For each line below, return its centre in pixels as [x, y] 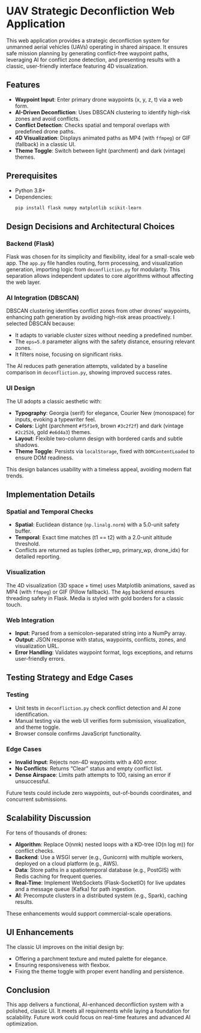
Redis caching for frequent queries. [59, 876]
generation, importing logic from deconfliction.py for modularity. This [93, 269]
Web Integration [30, 620]
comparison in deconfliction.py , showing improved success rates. [89, 372]
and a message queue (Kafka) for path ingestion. [75, 889]
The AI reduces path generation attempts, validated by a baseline [87, 366]
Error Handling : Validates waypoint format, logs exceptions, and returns [104, 652]
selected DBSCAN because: [41, 323]
